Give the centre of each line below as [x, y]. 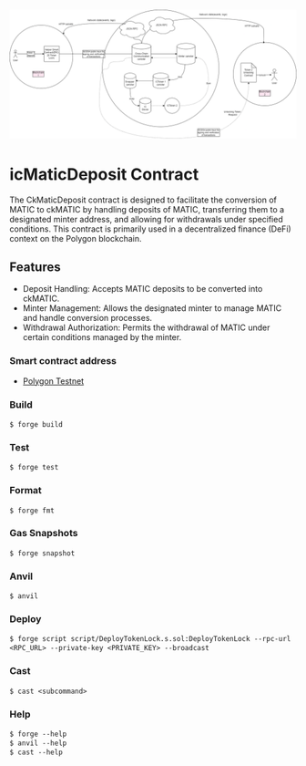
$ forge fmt [32, 511]
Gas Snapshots [44, 533]
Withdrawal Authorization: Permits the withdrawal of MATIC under [146, 327]
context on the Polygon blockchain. [76, 238]
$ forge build [36, 424]
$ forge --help [38, 734]
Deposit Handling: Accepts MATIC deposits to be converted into [143, 289]
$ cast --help [36, 752]
